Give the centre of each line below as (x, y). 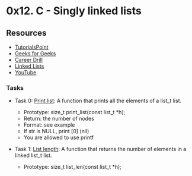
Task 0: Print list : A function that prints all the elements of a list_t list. (98, 101)
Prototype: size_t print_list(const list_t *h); (74, 112)
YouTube (25, 72)
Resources (26, 33)
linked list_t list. (33, 155)
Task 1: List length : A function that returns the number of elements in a (100, 149)
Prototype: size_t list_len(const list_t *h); (72, 167)
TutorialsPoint (31, 47)
